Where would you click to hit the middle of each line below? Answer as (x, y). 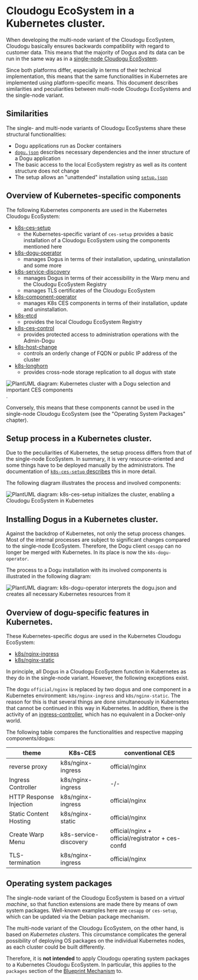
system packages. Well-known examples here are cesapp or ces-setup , (92, 910)
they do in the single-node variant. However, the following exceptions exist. (98, 678)
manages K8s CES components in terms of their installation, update (105, 303)
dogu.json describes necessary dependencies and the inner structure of (102, 152)
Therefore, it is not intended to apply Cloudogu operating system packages (98, 958)
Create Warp (27, 834)
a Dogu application (37, 158)
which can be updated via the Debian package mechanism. (78, 916)
